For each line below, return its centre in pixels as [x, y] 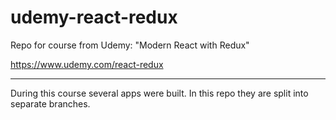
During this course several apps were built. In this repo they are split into [159, 93]
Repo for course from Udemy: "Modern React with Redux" [130, 45]
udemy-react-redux [94, 17]
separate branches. [50, 103]
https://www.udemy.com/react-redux [87, 64]
